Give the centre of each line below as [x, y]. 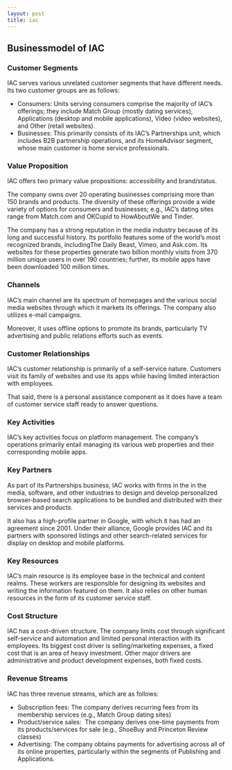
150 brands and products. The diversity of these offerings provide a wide [111, 202]
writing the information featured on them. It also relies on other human [107, 590]
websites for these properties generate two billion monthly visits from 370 [113, 252]
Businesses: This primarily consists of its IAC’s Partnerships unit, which [119, 133]
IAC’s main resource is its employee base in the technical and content [106, 576]
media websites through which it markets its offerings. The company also [112, 307]
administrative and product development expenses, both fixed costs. [105, 660]
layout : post [26, 14]
